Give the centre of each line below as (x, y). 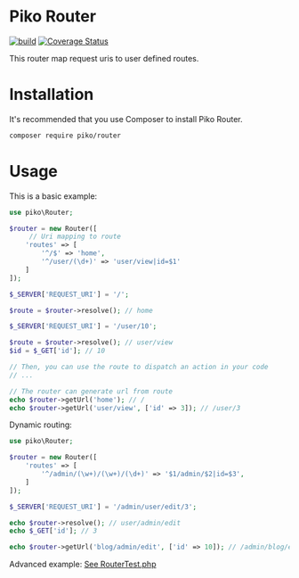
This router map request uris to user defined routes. (104, 58)
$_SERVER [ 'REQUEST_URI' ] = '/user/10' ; (83, 326)
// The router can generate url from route (91, 391)
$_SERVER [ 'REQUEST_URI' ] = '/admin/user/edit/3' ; (103, 507)
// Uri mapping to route (75, 237)
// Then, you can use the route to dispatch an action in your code (139, 367)
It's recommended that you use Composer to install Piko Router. (126, 119)
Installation (52, 95)
